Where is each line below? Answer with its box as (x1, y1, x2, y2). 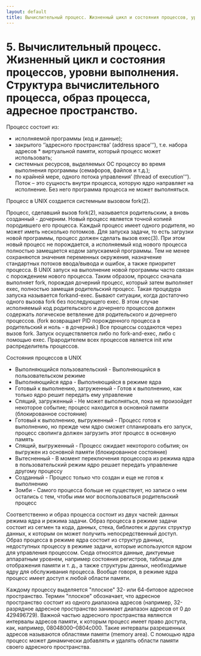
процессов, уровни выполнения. (6, 65, 179, 79)
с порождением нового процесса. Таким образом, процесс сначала (6, 273, 182, 280)
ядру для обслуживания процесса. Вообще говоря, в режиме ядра (6, 568, 178, 575)
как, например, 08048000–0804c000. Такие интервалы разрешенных (6, 624, 185, 631)
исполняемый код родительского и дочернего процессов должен (6, 305, 175, 312)
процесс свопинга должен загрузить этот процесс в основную (14, 429, 176, 437)
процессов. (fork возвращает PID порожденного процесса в (6, 317, 160, 324)
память (14, 436, 34, 443)
